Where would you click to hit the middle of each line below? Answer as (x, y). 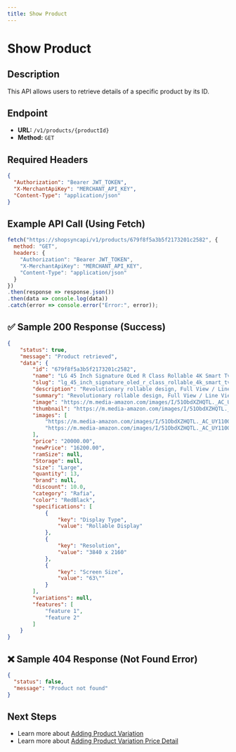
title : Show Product (38, 14)
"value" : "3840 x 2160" (92, 552)
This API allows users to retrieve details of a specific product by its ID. (108, 91)
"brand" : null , (55, 481)
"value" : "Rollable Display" (100, 526)
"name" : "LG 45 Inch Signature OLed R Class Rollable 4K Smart (127, 376)
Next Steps (32, 717)
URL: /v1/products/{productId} (63, 130)
